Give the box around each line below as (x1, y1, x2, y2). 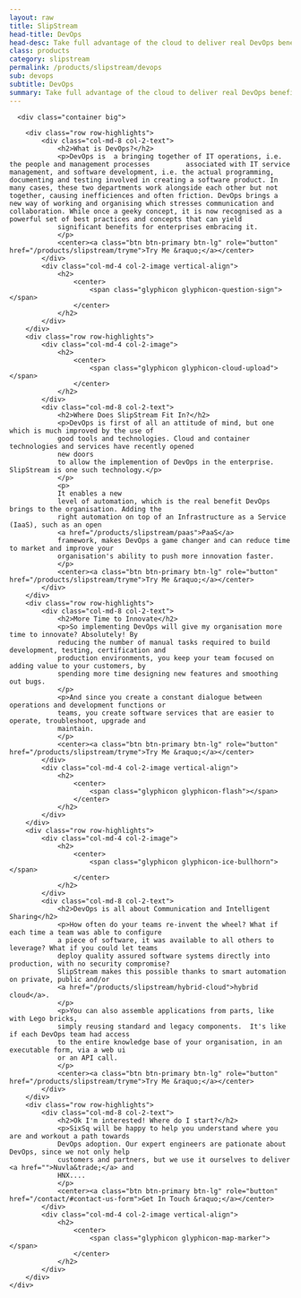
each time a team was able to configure (9, 928, 163, 937)
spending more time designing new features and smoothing (56, 669, 279, 678)
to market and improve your (9, 544, 115, 553)
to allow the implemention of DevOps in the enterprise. (56, 458, 275, 467)
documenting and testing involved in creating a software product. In (9, 176, 279, 185)
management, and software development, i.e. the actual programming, (9, 168, 275, 176)
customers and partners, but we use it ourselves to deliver (56, 1155, 291, 1165)
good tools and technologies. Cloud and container (56, 434, 251, 443)
